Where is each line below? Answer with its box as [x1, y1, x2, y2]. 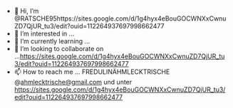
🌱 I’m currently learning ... [14, 37, 90, 45]
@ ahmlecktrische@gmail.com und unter [14, 78, 133, 86]
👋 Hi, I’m [14, 7, 39, 15]
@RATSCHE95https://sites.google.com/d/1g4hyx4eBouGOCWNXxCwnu [14, 14, 227, 23]
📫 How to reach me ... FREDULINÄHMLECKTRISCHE [14, 67, 170, 76]
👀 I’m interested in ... [14, 29, 75, 38]
